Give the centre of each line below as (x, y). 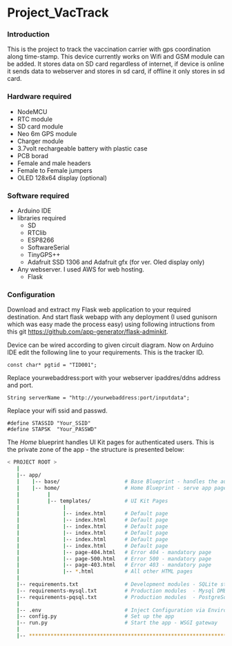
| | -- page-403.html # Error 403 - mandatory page (114, 565)
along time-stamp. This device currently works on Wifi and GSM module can (116, 57)
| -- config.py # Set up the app (95, 616)
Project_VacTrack (58, 13)
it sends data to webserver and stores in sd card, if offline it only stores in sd (116, 71)
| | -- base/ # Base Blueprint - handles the (117, 482)
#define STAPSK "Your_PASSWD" (52, 430)
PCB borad (32, 155)
